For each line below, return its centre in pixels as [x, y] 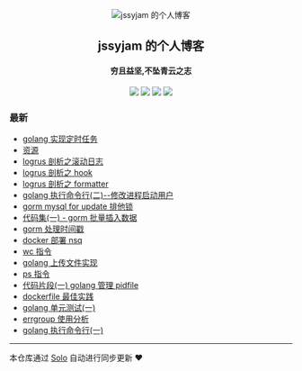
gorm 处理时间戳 [53, 229]
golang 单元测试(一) [59, 307]
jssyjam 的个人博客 [151, 46]
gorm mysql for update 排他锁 [77, 206]
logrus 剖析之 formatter [66, 184]
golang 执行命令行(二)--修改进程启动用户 [98, 195]
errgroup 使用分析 [56, 319]
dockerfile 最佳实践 [58, 296]
